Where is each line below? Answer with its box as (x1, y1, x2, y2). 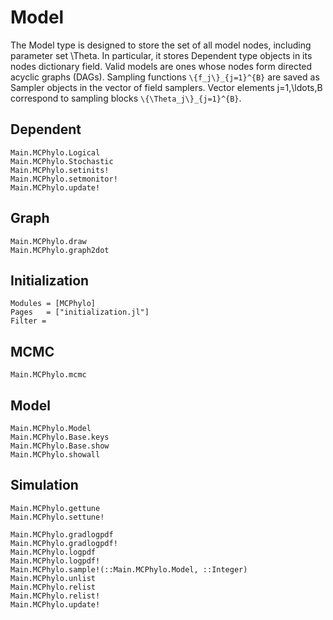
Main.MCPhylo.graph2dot (10, 245, 110, 255)
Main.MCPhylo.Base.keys (10, 432, 110, 442)
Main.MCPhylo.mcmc (10, 370, 87, 380)
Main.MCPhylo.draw (10, 236, 87, 246)
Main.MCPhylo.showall (10, 450, 101, 460)
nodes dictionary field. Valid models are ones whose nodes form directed (10, 60, 313, 72)
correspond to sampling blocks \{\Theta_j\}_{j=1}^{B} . (10, 92, 242, 104)
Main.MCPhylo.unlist (10, 573, 97, 583)
